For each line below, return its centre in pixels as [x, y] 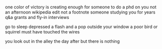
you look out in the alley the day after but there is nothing [62, 41]
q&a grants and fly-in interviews [37, 17]
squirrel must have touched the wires [42, 32]
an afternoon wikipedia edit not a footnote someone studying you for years [80, 12]
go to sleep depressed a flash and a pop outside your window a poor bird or [81, 27]
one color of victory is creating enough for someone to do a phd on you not [81, 7]
